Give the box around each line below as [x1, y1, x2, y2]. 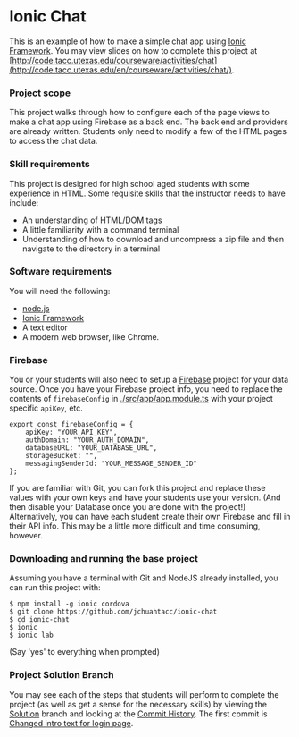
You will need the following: [9, 285, 111, 296]
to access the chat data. [9, 136, 98, 147]
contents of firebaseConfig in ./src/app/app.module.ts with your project [9, 394, 274, 404]
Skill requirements [9, 158, 91, 171]
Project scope [9, 87, 71, 99]
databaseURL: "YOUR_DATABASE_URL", [25, 444, 158, 453]
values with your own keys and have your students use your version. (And [9, 492, 281, 503]
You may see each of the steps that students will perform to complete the [9, 689, 279, 699]
